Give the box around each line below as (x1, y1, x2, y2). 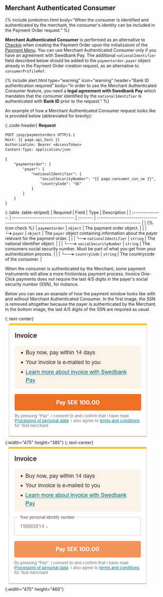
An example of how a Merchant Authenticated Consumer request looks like (5, 108, 156, 113)
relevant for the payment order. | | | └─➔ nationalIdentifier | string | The (5, 235, 155, 241)
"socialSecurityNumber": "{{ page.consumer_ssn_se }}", (40, 176, 156, 181)
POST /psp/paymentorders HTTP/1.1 (5, 132, 76, 137)
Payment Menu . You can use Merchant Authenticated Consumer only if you (5, 47, 157, 53)
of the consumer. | (5, 256, 42, 262)
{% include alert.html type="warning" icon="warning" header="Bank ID (5, 77, 149, 83)
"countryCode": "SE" (40, 181, 82, 186)
